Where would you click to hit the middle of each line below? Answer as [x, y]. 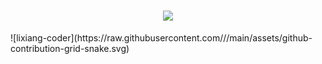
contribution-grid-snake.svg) [70, 48]
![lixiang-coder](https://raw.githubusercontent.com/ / [118, 37]
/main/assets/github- [269, 37]
